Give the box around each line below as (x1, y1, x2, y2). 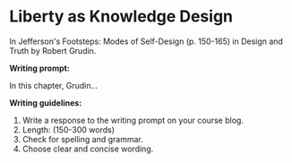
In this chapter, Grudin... (9, 80, 99, 90)
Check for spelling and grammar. (21, 133, 143, 144)
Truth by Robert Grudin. (9, 45, 97, 56)
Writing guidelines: (9, 97, 82, 108)
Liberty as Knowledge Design (9, 6, 233, 27)
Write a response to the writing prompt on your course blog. (21, 115, 245, 125)
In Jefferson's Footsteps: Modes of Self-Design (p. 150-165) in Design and (9, 36, 284, 47)
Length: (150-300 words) (21, 124, 115, 135)
